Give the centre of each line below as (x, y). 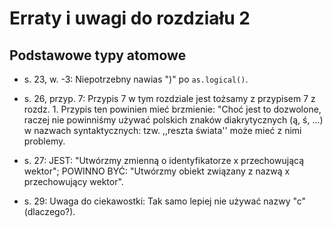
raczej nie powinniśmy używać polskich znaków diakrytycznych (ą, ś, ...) (173, 120)
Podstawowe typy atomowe (98, 55)
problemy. (44, 141)
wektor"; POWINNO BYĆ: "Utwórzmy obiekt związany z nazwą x (157, 171)
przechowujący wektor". (73, 181)
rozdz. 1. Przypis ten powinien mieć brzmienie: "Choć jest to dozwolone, (172, 109)
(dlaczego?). (49, 211)
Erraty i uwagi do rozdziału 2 (130, 18)
